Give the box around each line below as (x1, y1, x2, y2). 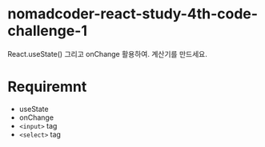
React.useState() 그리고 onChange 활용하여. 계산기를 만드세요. (7, 49, 207, 58)
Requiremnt (7, 77, 87, 96)
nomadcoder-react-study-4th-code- (7, 5, 258, 23)
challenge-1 (7, 22, 87, 40)
